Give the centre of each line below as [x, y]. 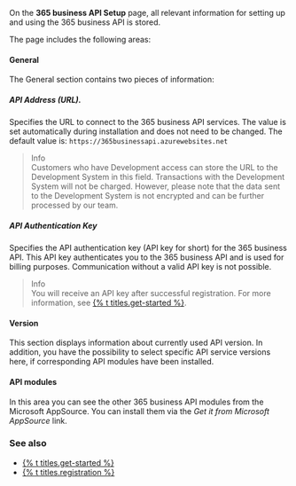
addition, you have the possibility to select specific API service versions [140, 352]
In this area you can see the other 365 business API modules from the [136, 402]
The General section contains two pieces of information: [112, 80]
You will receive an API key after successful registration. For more [151, 294]
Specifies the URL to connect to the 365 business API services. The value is [148, 122]
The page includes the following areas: [80, 39]
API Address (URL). [45, 99]
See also [28, 443]
